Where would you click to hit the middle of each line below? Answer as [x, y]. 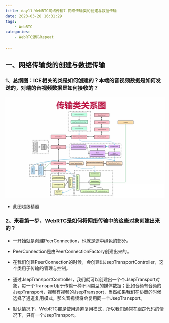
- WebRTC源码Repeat [34, 37]
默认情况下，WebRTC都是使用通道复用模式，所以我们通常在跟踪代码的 [86, 309]
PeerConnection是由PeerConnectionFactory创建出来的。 [72, 251]
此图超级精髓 [26, 207]
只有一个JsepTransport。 [52, 315]
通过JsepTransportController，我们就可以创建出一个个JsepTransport [84, 279]
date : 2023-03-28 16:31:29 [34, 16]
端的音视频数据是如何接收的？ [62, 88]
